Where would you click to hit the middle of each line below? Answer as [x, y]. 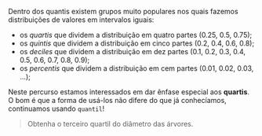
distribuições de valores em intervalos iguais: [81, 20]
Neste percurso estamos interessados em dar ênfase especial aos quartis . [129, 92]
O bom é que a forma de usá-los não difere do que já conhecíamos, [118, 100]
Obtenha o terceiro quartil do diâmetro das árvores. [110, 124]
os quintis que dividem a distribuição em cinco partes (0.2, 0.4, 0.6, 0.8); [137, 43]
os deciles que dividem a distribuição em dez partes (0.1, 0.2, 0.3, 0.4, [132, 51]
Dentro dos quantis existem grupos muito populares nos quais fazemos [123, 11]
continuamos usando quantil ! [56, 108]
